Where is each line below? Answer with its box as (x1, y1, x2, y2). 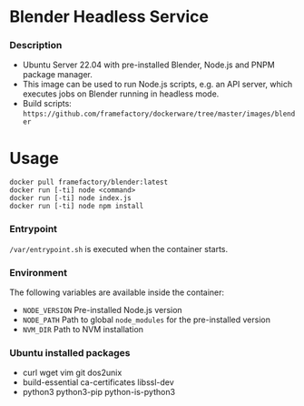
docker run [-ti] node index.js (9, 194, 132, 203)
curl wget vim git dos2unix (22, 367, 123, 379)
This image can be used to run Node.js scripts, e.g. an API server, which (22, 79, 293, 90)
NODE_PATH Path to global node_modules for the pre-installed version (22, 314, 270, 325)
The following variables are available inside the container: (9, 287, 225, 298)
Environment (9, 266, 68, 279)
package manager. (22, 69, 93, 80)
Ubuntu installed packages (9, 346, 131, 359)
